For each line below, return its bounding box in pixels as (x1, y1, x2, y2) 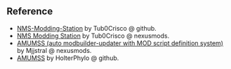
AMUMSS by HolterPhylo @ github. (16, 54, 119, 62)
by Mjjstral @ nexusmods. (16, 46, 92, 54)
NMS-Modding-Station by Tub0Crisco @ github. (16, 24, 157, 32)
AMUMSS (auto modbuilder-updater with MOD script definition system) (16, 38, 224, 47)
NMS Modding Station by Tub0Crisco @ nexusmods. (16, 31, 170, 40)
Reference (6, 6, 53, 17)
